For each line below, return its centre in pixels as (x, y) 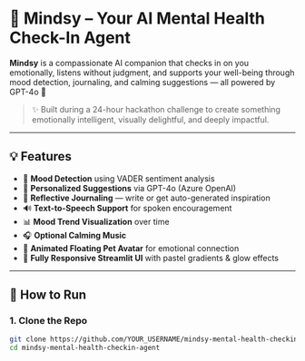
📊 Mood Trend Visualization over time (96, 221)
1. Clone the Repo (49, 321)
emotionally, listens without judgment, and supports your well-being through (152, 73)
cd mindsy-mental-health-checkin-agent (85, 348)
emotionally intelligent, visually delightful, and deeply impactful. (150, 119)
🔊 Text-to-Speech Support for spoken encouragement (127, 208)
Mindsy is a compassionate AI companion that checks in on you (129, 63)
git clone (28, 339)
